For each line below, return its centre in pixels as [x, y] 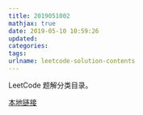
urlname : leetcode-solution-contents [72, 62]
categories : [28, 46]
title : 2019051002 [39, 16]
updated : [23, 38]
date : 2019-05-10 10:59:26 [54, 31]
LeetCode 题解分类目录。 [50, 85]
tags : [17, 53]
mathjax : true [32, 23]
